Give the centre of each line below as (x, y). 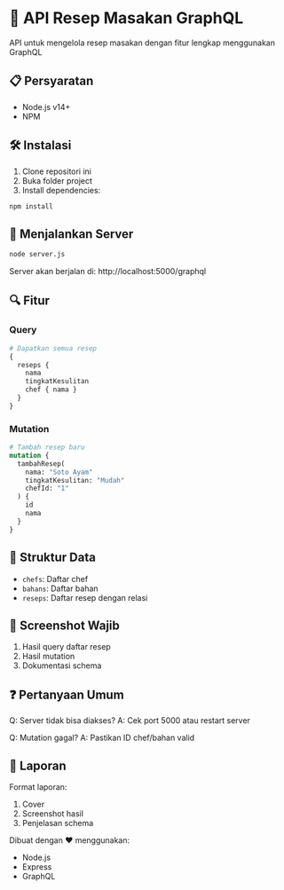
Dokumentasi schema (62, 666)
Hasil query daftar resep (66, 647)
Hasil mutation (48, 657)
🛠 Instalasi (40, 146)
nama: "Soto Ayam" (59, 472)
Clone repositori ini (56, 171)
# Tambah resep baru (47, 447)
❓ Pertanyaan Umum (67, 694)
